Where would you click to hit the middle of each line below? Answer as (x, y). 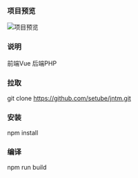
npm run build (27, 168)
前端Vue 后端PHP (32, 63)
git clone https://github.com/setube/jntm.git (69, 98)
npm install (23, 133)
